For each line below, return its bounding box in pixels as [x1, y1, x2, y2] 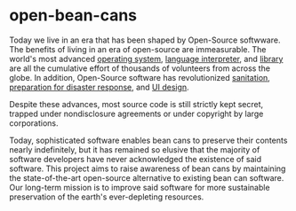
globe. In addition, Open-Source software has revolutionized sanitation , [9, 72, 271, 82]
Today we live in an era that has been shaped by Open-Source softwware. [9, 35, 281, 45]
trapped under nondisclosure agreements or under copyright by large [9, 108, 264, 119]
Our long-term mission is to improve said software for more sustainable [9, 182, 270, 192]
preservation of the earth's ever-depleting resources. [9, 191, 204, 202]
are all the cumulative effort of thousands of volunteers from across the [9, 63, 271, 74]
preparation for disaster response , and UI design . [9, 82, 189, 92]
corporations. [9, 117, 60, 129]
